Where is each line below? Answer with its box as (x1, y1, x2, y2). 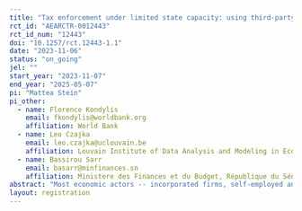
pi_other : (9, 96, 47, 106)
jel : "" (9, 64, 39, 73)
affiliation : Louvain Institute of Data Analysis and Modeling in (25, 146, 280, 155)
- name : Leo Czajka (17, 130, 91, 139)
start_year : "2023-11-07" (9, 72, 106, 81)
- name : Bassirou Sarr (17, 154, 102, 164)
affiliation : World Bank (25, 122, 119, 131)
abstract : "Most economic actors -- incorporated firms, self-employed (9, 180, 283, 189)
